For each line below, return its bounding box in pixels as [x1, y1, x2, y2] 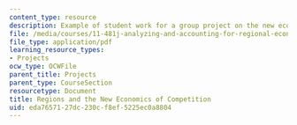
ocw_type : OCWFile [9, 62, 77, 71]
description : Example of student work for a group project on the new [9, 21, 275, 30]
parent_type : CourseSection [9, 78, 113, 87]
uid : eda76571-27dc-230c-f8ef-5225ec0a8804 [9, 103, 172, 112]
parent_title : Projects [9, 70, 97, 79]
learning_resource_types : [9, 46, 104, 55]
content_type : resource [9, 12, 97, 22]
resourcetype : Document [9, 86, 97, 95]
